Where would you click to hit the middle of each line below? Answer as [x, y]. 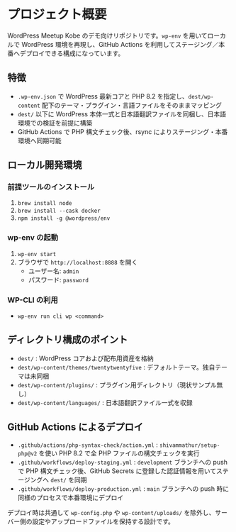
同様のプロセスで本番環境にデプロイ [71, 497]
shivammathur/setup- [190, 445]
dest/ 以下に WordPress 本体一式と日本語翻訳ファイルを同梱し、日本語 [122, 113]
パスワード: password [58, 279]
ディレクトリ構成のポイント [68, 340]
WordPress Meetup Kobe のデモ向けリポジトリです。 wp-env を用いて [107, 35]
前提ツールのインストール [51, 187]
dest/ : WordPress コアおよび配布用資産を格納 [85, 358]
